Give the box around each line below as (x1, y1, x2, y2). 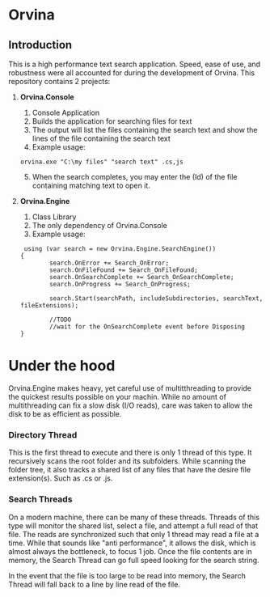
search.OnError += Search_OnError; (49, 259, 170, 267)
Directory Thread (8, 429, 78, 440)
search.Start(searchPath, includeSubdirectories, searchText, (49, 294, 264, 303)
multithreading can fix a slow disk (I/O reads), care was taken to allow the (8, 400, 253, 410)
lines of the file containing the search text (32, 133, 171, 143)
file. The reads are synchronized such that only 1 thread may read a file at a (8, 529, 259, 539)
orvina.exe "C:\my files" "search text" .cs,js (19, 158, 184, 166)
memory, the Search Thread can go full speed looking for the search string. (8, 555, 260, 565)
